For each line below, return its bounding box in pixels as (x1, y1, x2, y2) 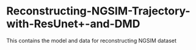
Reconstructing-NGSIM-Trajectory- (6, 4, 191, 18)
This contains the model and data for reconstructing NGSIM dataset (6, 37, 177, 44)
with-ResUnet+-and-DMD (6, 17, 140, 31)
